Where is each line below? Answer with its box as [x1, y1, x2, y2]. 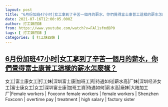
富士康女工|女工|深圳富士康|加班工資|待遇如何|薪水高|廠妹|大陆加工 [10, 84, 148, 90]
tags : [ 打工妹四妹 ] [5, 30, 46, 35]
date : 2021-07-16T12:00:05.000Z [5, 16, 72, 21]
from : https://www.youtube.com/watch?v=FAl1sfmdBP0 [5, 26, 115, 31]
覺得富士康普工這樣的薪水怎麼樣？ [11, 64, 117, 73]
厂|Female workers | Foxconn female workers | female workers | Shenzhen [5, 91, 159, 97]
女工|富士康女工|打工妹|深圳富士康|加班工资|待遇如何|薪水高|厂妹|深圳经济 [5, 78, 157, 84]
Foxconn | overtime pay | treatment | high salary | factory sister [5, 96, 135, 102]
